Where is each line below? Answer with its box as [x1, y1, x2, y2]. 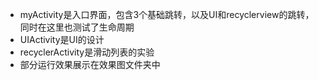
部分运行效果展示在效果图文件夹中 [19, 59, 161, 70]
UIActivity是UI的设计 [19, 34, 105, 45]
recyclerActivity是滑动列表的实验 [19, 46, 155, 58]
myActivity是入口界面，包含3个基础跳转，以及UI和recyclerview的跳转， [19, 9, 315, 20]
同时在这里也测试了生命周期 [19, 21, 135, 33]
